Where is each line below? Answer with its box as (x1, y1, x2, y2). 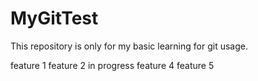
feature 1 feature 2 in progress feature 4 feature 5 (10, 59, 215, 71)
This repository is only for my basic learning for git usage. (10, 40, 248, 52)
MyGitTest (10, 7, 99, 30)
